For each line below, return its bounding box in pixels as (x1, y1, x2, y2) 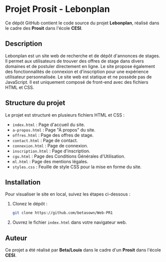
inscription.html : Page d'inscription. (12, 148, 90, 154)
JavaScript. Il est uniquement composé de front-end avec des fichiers (5, 79, 149, 85)
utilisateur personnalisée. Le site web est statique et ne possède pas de (5, 73, 152, 80)
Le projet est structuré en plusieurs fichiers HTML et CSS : (5, 112, 125, 118)
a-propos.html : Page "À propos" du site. (12, 127, 96, 132)
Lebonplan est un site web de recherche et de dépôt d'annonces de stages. (5, 53, 161, 59)
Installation (5, 178, 41, 187)
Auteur (5, 234, 27, 242)
